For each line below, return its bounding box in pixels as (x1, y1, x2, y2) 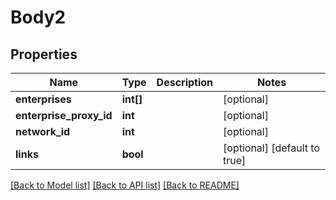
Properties (10, 46, 78, 63)
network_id (15, 125, 71, 138)
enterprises (15, 92, 72, 106)
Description (156, 76, 214, 89)
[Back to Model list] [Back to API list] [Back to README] (10, 179, 240, 191)
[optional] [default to (223, 141, 321, 155)
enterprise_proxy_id (15, 109, 113, 122)
